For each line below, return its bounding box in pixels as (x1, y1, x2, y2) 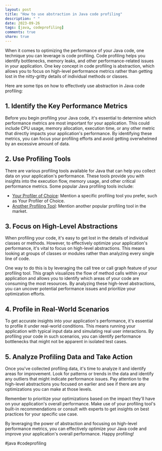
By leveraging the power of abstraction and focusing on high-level (5, 420, 137, 426)
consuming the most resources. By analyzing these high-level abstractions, (5, 280, 156, 287)
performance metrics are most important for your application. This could (5, 120, 150, 126)
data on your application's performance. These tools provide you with (5, 173, 145, 179)
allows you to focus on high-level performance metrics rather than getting (5, 68, 153, 74)
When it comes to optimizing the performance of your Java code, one (5, 47, 145, 53)
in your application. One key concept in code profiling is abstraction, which (5, 63, 155, 69)
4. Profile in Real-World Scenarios (5, 305, 110, 313)
